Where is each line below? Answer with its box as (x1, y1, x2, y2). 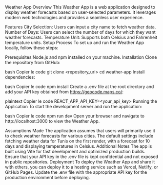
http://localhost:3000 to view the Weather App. (5, 118, 100, 124)
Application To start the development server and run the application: (5, 104, 143, 109)
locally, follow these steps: (5, 45, 59, 50)
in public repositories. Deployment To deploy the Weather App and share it (5, 159, 155, 164)
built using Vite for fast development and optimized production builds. (5, 149, 145, 154)
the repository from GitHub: (5, 60, 61, 65)
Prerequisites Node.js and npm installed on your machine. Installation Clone (5, 54, 157, 60)
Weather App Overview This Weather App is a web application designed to (5, 4, 155, 10)
